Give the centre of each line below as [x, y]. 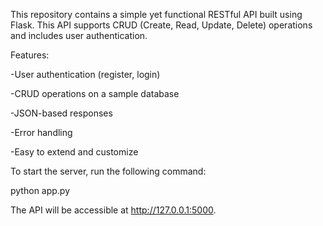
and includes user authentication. [79, 35]
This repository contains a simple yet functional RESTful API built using [156, 14]
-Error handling [41, 132]
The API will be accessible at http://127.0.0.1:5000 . [113, 210]
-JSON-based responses [61, 113]
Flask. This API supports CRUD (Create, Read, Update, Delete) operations [161, 25]
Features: [30, 55]
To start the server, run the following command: [108, 171]
